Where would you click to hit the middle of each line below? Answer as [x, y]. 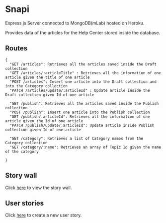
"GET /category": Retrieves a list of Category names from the [76, 138]
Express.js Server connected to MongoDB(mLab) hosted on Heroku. [75, 23]
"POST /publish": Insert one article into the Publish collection [80, 112]
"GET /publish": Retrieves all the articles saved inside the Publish [84, 103]
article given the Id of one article [44, 121]
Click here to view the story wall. [39, 188]
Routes [16, 48]
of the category [22, 151]
